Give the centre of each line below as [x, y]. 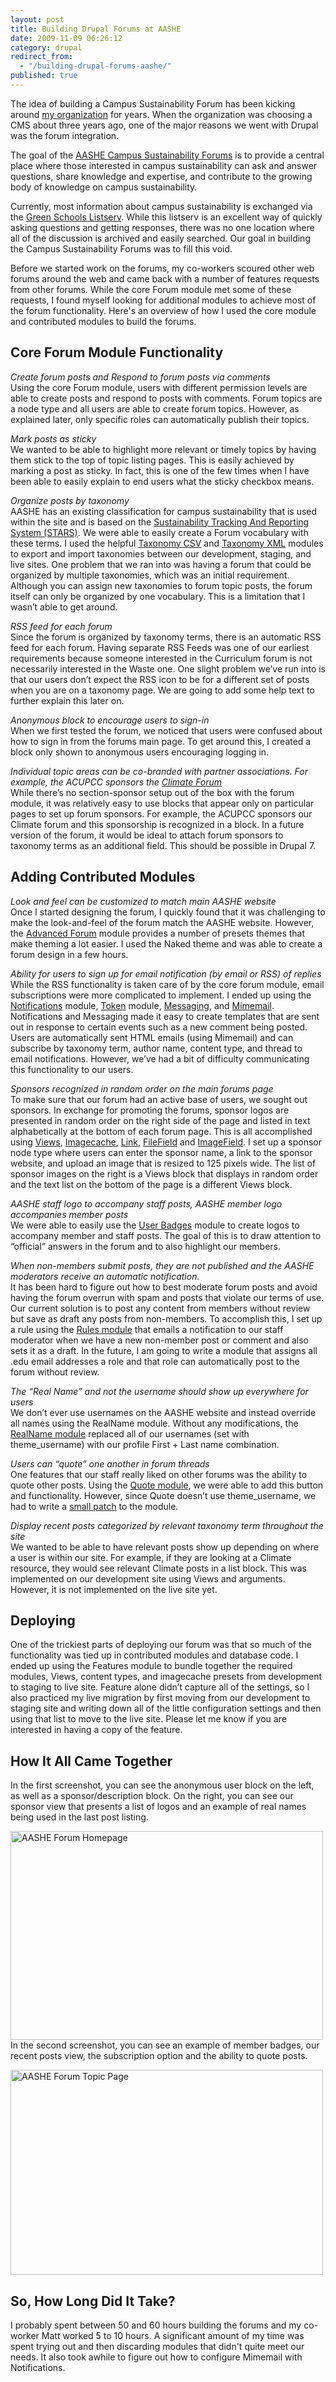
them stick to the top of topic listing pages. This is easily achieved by [152, 460]
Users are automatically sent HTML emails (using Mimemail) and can [152, 1037]
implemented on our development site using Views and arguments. [148, 1578]
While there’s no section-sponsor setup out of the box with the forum [152, 792]
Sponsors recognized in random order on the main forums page [142, 1088]
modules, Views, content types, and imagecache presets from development [166, 1677]
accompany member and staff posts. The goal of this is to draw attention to [166, 1235]
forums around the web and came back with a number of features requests [165, 278]
